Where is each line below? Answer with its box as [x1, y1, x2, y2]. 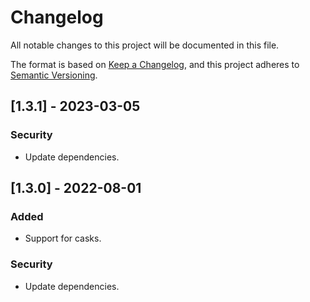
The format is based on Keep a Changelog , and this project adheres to [10, 58, 300, 70]
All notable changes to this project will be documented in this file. [10, 39, 280, 51]
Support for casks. [24, 232, 102, 245]
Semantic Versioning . [10, 69, 98, 81]
